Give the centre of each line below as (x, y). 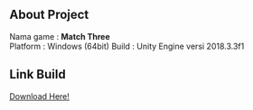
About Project (49, 15)
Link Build (37, 74)
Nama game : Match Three (60, 36)
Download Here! (40, 96)
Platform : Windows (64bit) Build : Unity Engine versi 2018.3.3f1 (127, 46)
